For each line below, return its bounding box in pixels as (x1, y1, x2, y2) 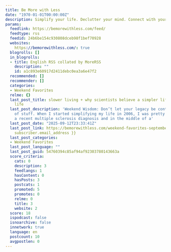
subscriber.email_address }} (14, 130, 76, 135)
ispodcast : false (10, 215, 47, 220)
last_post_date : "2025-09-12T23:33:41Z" (10, 120, 97, 126)
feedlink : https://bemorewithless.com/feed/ (10, 26, 106, 31)
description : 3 (14, 163, 47, 168)
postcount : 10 (10, 234, 40, 239)
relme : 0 (14, 196, 33, 201)
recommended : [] (10, 74, 44, 79)
